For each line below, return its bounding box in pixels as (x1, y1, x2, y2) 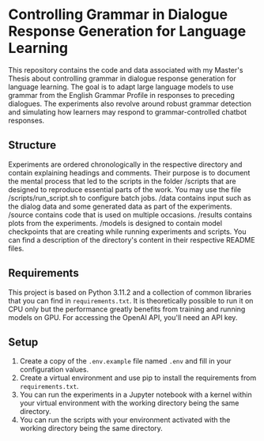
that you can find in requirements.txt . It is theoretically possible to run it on (8, 296, 254, 305)
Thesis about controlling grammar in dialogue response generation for (8, 73, 236, 83)
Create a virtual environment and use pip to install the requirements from (19, 373, 257, 383)
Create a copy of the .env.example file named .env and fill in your (19, 356, 232, 366)
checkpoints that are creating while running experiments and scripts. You (8, 227, 247, 236)
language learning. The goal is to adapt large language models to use (8, 81, 234, 92)
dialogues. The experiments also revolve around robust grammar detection (8, 99, 251, 108)
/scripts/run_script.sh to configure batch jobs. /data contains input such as (8, 193, 251, 202)
